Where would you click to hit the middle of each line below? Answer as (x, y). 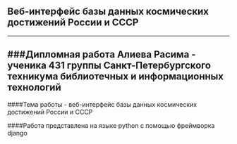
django (18, 133)
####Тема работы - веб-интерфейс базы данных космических (102, 104)
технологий (34, 87)
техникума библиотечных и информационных (116, 77)
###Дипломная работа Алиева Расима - (102, 54)
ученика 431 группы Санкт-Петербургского (109, 66)
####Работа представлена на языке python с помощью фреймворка (111, 125)
